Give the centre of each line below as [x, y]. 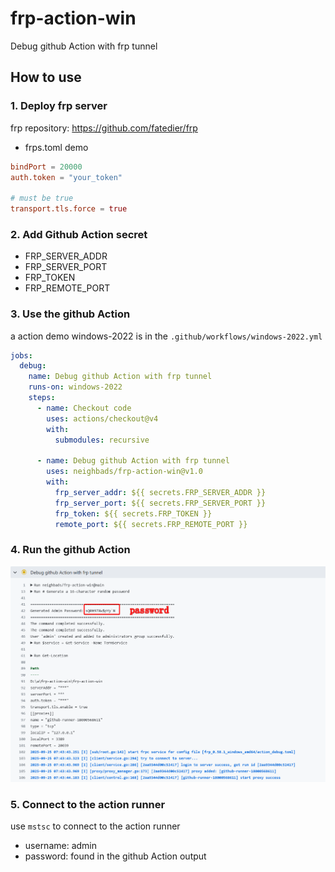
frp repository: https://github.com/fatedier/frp [104, 128]
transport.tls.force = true [69, 209]
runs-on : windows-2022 [75, 387]
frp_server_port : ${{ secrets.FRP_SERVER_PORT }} [160, 503]
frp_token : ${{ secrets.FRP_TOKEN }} [133, 513]
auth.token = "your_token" [66, 177]
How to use [46, 77]
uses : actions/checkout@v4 [102, 418]
